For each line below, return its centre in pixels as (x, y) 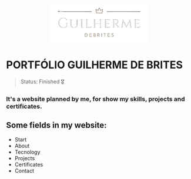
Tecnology (27, 152)
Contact (24, 170)
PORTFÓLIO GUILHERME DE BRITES (95, 65)
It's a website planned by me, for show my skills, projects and (95, 99)
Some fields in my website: (56, 125)
